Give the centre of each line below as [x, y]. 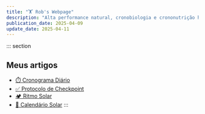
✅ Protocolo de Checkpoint [49, 89]
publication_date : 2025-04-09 [45, 23]
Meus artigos [32, 65]
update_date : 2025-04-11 [38, 29]
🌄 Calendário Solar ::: [42, 105]
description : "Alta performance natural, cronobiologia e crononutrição [101, 18]
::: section [19, 46]
